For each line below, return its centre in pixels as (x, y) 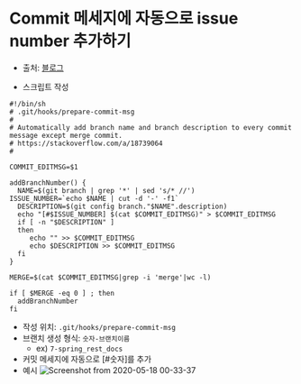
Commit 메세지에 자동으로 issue (124, 18)
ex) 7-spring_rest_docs (79, 348)
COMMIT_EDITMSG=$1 (44, 167)
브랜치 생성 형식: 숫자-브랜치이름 (76, 338)
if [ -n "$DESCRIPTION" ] (66, 222)
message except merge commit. (66, 135)
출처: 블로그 (43, 68)
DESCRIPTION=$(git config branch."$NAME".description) (123, 206)
